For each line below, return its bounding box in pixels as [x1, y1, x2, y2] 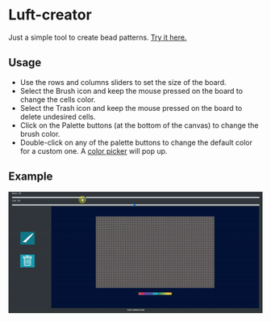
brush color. [19, 129, 60, 138]
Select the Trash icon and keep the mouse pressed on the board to [19, 103, 243, 112]
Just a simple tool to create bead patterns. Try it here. [8, 32, 187, 42]
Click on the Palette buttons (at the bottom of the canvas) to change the [19, 120, 259, 130]
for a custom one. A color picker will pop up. [19, 146, 168, 155]
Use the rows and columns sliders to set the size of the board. [19, 77, 227, 87]
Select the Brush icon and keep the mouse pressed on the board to [19, 86, 244, 95]
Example [8, 170, 53, 184]
